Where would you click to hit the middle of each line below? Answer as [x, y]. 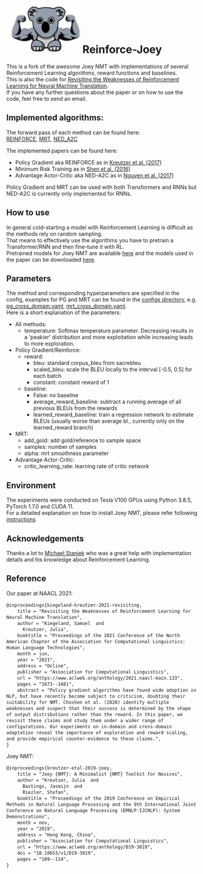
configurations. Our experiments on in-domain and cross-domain [89, 726]
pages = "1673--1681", [46, 684]
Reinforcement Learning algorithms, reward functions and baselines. [92, 73]
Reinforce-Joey [122, 50]
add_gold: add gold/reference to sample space [82, 440]
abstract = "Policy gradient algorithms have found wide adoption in [107, 690]
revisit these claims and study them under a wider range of [85, 720]
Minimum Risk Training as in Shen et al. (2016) [73, 169]
